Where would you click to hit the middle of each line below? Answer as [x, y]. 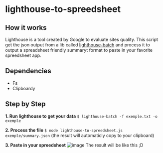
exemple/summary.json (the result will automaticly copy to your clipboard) [80, 135]
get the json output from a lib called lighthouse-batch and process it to [78, 45]
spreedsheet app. [23, 55]
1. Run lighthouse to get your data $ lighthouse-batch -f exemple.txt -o [81, 116]
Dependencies [28, 71]
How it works [26, 28]
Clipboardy [24, 88]
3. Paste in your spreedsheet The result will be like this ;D [74, 145]
